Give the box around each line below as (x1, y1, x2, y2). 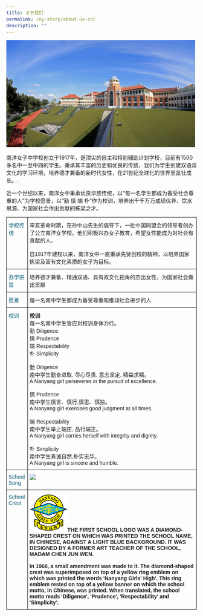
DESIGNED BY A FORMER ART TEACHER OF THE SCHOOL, (29, 545, 181, 552)
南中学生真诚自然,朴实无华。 (29, 453, 100, 460)
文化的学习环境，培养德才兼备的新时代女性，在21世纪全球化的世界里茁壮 (6, 169, 187, 177)
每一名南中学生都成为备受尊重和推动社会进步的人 (29, 297, 152, 304)
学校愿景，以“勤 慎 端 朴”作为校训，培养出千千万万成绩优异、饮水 (30, 197, 193, 205)
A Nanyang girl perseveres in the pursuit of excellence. (29, 378, 158, 385)
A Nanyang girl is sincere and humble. (29, 460, 119, 467)
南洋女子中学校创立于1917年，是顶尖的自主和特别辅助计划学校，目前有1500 (6, 154, 193, 162)
